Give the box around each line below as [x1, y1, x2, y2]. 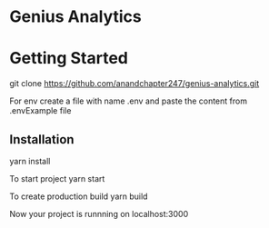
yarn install [9, 155, 51, 166]
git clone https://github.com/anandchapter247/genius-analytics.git [9, 78, 260, 89]
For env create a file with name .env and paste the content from [9, 95, 248, 106]
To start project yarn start [9, 173, 105, 183]
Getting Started [9, 48, 129, 69]
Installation [9, 132, 75, 147]
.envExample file [9, 105, 72, 116]
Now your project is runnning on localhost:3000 [9, 208, 189, 219]
